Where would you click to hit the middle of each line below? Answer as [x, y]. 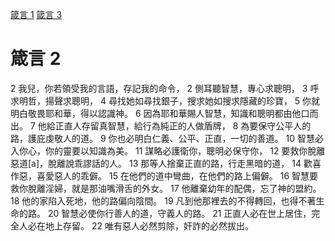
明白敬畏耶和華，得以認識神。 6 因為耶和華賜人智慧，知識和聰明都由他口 [160, 113]
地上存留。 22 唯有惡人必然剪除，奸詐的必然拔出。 [149, 225]
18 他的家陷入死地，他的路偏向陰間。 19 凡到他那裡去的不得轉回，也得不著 [163, 200]
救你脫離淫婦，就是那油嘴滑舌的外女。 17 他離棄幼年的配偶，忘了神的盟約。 [166, 188]
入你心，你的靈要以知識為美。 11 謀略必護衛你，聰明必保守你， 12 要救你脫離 [168, 150]
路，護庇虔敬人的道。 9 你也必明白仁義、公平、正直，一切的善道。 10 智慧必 [167, 138]
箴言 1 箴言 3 [36, 14]
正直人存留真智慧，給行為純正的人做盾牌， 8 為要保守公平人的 [183, 125]
